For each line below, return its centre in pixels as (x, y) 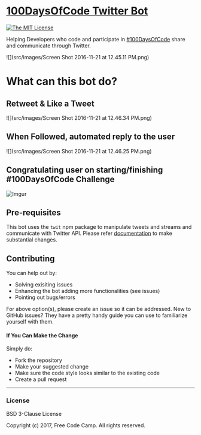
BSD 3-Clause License (34, 413)
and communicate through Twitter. (49, 46)
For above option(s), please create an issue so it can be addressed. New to (99, 309)
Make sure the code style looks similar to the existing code (87, 373)
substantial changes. (32, 240)
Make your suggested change (51, 367)
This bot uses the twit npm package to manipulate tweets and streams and (99, 227)
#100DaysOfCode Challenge (60, 179)
